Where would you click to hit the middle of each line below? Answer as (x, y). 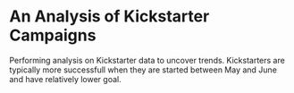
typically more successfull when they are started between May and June (143, 70)
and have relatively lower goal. (66, 79)
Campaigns (53, 35)
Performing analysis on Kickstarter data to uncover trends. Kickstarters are (147, 60)
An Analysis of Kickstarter (109, 17)
